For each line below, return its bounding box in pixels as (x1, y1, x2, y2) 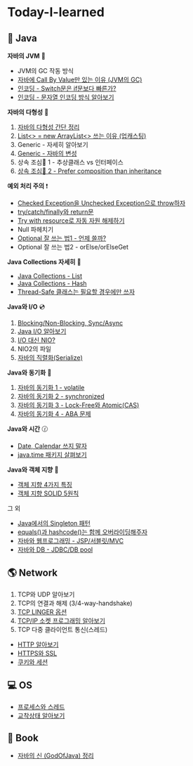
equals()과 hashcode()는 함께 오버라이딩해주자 (17, 528, 148, 536)
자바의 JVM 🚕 (7, 52, 46, 60)
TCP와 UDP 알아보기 (17, 590, 75, 598)
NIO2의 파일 (17, 345, 51, 353)
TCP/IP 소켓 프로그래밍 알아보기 (17, 616, 105, 625)
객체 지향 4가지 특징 (17, 481, 72, 488)
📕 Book (7, 732, 39, 744)
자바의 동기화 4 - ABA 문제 (17, 410, 91, 418)
